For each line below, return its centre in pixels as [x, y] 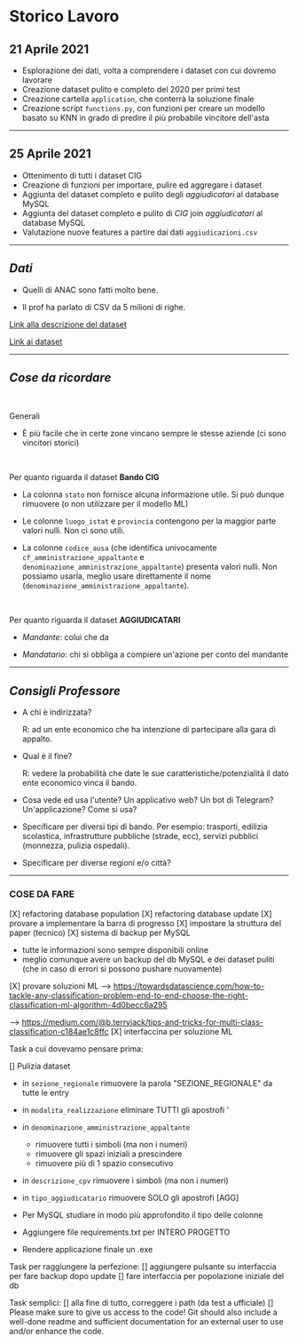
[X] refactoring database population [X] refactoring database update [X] [141, 914]
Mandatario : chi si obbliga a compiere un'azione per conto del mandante [155, 654]
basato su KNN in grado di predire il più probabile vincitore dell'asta [145, 118]
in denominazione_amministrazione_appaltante [106, 1127]
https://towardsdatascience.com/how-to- [189, 986]
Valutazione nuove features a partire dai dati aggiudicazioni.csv [140, 232]
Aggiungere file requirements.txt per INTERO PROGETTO [126, 1232]
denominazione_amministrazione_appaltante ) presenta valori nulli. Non [149, 567]
